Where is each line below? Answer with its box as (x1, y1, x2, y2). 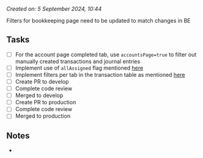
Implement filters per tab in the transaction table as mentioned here (15, 71, 185, 78)
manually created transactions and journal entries (15, 57, 141, 65)
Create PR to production (15, 99, 76, 106)
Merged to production (15, 112, 71, 120)
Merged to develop (15, 92, 64, 99)
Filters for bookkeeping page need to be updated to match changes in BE (6, 17, 191, 24)
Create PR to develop (15, 78, 69, 85)
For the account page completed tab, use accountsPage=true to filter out (15, 51, 197, 58)
